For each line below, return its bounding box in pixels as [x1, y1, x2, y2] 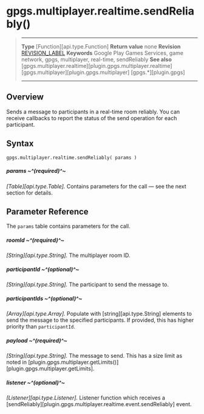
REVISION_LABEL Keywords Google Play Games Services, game [21, 49, 184, 56]
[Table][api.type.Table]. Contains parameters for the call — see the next [6, 182, 186, 190]
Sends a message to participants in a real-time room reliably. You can [6, 108, 180, 115]
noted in [6, 359, 27, 366]
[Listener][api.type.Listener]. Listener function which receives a [6, 394, 166, 401]
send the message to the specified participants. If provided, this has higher [6, 316, 194, 324]
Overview [6, 92, 44, 102]
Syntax [6, 138, 34, 149]
